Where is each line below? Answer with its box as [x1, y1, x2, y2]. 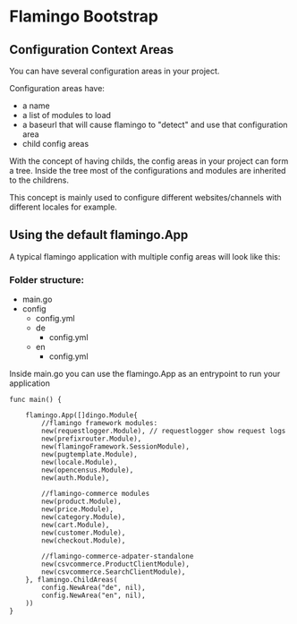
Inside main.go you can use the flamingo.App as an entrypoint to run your [9, 369, 281, 380]
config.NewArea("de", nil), [41, 584, 146, 593]
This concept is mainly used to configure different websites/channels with [9, 192, 282, 202]
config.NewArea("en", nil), [41, 591, 146, 601]
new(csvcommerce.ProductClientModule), [41, 560, 191, 569]
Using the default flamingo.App [9, 227, 189, 243]
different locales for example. [9, 201, 118, 212]
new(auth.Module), [41, 474, 110, 483]
